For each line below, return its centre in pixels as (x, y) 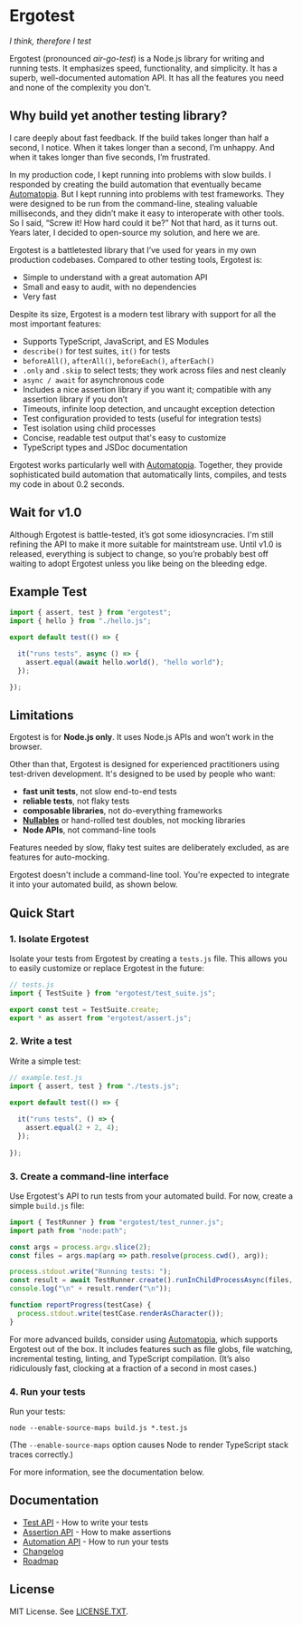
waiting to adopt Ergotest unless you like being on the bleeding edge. (138, 563)
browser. (26, 747)
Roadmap (40, 1561)
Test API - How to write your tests (85, 1522)
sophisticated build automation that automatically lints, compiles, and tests (148, 474)
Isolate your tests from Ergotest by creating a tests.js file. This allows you (148, 958)
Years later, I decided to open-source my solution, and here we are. (135, 232)
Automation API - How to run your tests (95, 1542)
